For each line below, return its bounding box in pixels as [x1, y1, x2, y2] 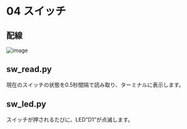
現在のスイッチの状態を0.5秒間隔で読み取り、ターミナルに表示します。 [6, 81, 185, 88]
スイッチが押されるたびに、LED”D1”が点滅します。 [6, 116, 133, 123]
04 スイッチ [6, 4, 66, 18]
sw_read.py [6, 64, 52, 74]
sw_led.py [6, 99, 47, 110]
